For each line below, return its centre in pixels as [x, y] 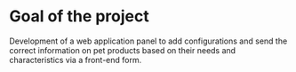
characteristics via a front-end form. [76, 60]
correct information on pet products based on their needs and [123, 50]
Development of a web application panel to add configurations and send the [148, 41]
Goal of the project [79, 16]
